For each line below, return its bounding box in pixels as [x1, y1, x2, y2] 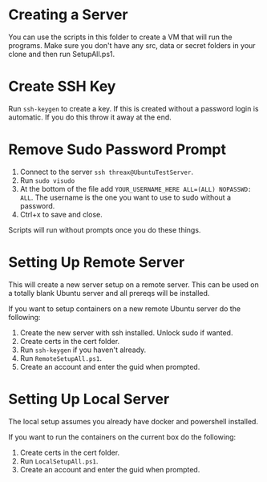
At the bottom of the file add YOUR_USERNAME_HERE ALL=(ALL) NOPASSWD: [19, 184, 252, 193]
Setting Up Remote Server [8, 253, 185, 271]
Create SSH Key [8, 78, 116, 95]
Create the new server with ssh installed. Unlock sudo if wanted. [19, 327, 233, 338]
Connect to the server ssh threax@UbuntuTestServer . [19, 167, 194, 176]
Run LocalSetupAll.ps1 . [19, 456, 99, 466]
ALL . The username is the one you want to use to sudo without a [19, 192, 231, 202]
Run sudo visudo [19, 175, 75, 185]
